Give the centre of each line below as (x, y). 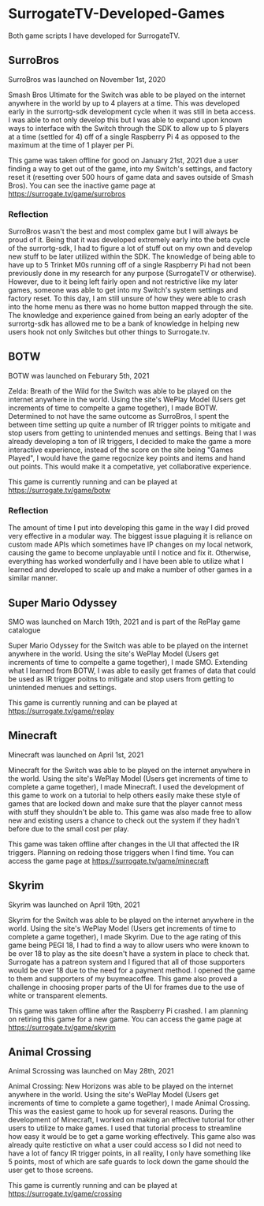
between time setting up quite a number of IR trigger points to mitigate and (129, 424)
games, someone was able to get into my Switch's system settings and (123, 290)
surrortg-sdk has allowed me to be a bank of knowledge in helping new (124, 323)
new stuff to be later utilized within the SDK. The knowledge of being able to (132, 256)
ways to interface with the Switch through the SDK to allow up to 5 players (129, 128)
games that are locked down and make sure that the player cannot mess (125, 803)
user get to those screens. (51, 1170)
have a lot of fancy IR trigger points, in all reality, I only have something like (129, 1153)
